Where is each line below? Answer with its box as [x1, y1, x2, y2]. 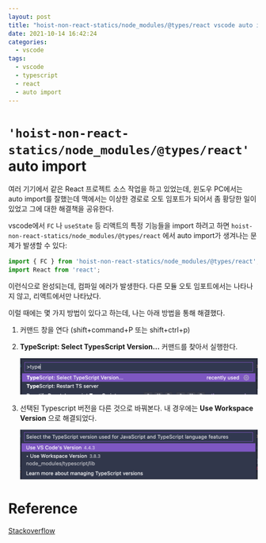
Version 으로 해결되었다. [19, 413, 97, 422]
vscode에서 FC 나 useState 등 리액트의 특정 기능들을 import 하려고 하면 [8, 221, 230, 230]
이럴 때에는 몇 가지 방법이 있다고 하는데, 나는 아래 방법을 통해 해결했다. [8, 308, 226, 318]
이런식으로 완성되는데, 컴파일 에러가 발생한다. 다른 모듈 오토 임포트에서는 [8, 282, 232, 291]
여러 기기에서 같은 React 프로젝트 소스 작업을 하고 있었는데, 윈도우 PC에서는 [8, 184, 243, 194]
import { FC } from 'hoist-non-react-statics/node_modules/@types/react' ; [8, 258, 260, 266]
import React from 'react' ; [8, 266, 101, 274]
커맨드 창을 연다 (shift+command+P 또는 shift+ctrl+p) [19, 325, 191, 335]
